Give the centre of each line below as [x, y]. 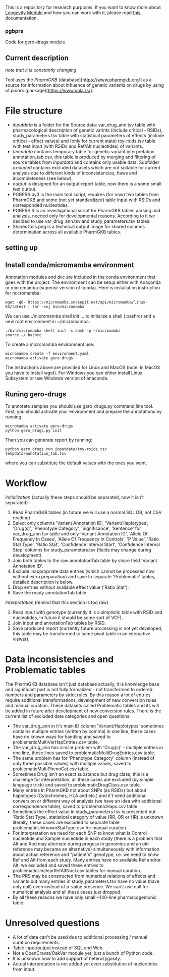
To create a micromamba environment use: [50, 344]
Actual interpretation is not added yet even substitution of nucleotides [85, 964]
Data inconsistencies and [60, 659]
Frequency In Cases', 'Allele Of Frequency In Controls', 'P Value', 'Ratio [86, 539]
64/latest [16, 307]
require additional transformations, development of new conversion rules [81, 700]
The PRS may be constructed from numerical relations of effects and [84, 876]
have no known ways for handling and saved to [62, 737]
